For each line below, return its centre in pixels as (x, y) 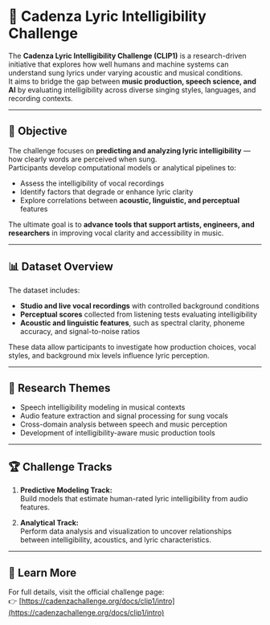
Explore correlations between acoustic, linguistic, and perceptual (130, 200)
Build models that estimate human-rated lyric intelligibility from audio (134, 499)
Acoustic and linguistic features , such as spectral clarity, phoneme (132, 323)
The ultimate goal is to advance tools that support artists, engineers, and (131, 224)
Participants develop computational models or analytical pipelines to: (123, 167)
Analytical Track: (49, 523)
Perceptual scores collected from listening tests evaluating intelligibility (139, 314)
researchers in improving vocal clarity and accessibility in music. (116, 233)
